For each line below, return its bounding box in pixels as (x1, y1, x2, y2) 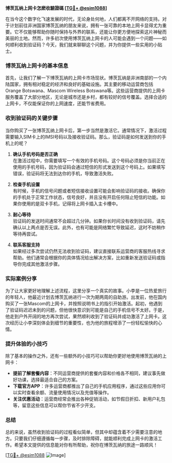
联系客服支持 (12, 242, 40, 248)
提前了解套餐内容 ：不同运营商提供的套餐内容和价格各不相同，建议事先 (12, 370, 161, 377)
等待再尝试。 (12, 231, 40, 237)
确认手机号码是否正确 (12, 151, 58, 157)
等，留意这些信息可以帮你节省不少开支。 (12, 402, 98, 409)
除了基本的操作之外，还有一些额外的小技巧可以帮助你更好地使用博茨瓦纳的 (5, 353, 162, 359)
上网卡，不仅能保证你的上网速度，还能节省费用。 (5, 100, 109, 107)
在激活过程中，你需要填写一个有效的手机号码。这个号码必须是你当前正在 (12, 157, 165, 163)
